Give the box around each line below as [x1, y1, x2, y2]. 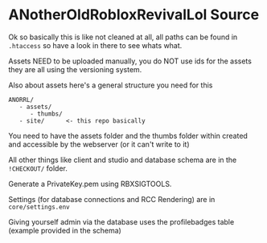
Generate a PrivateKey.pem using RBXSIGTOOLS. [8, 179, 172, 188]
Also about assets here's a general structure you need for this [8, 80, 213, 90]
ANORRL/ [8, 95, 35, 103]
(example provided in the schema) [8, 225, 122, 235]
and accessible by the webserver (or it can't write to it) [8, 139, 190, 149]
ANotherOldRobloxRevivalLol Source [8, 6, 260, 24]
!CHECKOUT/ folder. [8, 163, 68, 173]
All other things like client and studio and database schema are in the [8, 155, 237, 164]
